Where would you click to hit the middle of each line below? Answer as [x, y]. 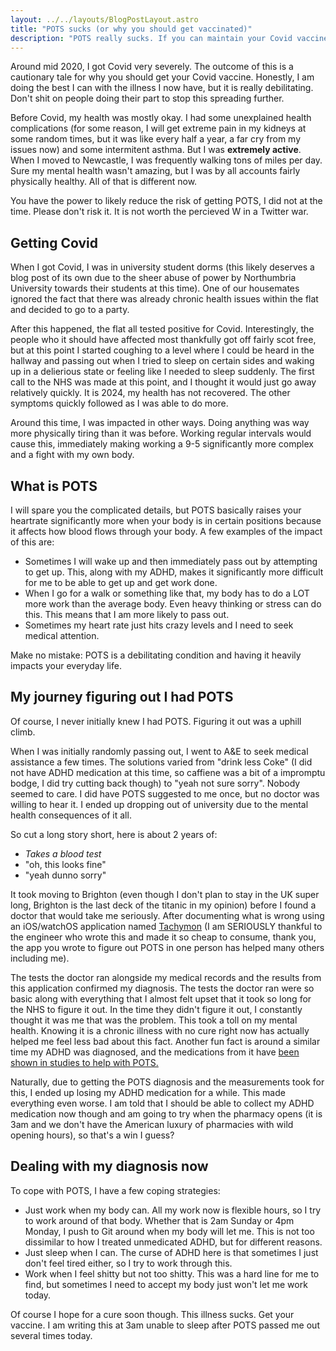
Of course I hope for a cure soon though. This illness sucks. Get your [152, 1314]
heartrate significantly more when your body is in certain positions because [166, 520]
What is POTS [54, 486]
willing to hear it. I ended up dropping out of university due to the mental [159, 804]
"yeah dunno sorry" [65, 875]
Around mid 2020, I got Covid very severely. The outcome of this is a [152, 67]
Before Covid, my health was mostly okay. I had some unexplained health [161, 118]
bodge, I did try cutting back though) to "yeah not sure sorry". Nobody [155, 783]
